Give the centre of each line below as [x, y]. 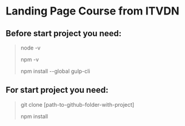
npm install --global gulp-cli [55, 71]
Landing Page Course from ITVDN [92, 11]
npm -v [30, 59]
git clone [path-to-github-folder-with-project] [77, 104]
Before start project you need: [64, 33]
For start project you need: [57, 90]
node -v [30, 48]
